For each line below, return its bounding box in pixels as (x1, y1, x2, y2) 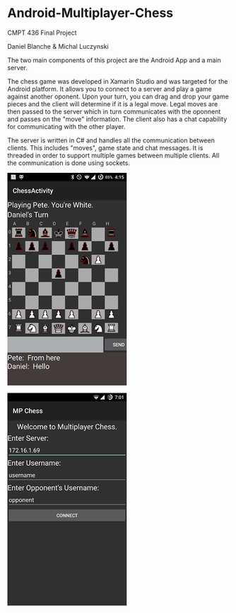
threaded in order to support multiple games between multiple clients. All (7, 151, 220, 159)
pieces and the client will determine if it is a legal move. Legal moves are (7, 99, 218, 108)
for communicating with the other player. (7, 122, 126, 130)
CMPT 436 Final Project (7, 28, 77, 37)
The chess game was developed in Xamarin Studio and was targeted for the (7, 77, 228, 86)
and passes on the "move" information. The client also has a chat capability (7, 115, 228, 123)
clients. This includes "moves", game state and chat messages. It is (7, 143, 203, 152)
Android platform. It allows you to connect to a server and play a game (7, 84, 212, 93)
